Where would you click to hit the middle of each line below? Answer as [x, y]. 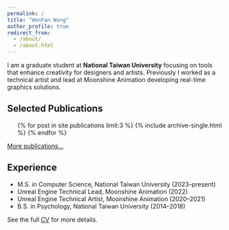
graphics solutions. [34, 87]
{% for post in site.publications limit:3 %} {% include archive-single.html [119, 125]
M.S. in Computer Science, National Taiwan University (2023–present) [117, 184]
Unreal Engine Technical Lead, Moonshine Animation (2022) [102, 191]
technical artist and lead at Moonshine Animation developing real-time [107, 80]
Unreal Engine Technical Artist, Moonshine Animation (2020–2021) [111, 199]
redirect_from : [29, 33]
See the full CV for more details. [52, 219]
